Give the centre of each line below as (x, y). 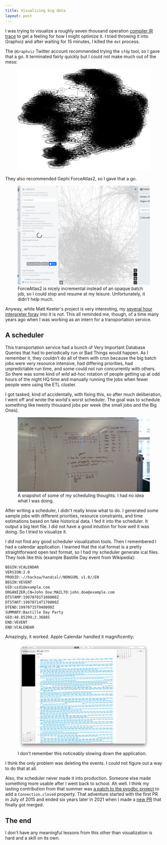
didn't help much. (36, 299)
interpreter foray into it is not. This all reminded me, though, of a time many (82, 314)
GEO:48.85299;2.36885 (28, 618)
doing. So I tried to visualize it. (36, 532)
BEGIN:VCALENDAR (22, 568)
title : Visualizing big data (35, 11)
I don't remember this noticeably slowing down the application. (82, 753)
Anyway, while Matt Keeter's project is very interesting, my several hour (79, 309)
